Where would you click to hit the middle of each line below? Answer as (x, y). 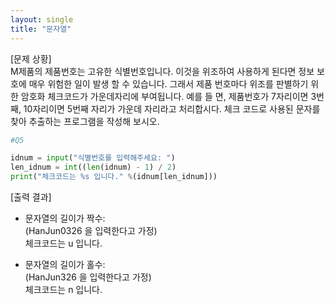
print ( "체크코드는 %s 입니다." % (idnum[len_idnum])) (114, 177)
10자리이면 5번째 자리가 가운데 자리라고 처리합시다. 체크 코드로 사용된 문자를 (172, 108)
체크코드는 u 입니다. (63, 243)
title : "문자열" (41, 29)
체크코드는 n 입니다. (63, 289)
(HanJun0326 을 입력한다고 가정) (91, 230)
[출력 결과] (31, 197)
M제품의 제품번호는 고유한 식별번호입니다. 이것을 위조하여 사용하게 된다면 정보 (162, 71)
